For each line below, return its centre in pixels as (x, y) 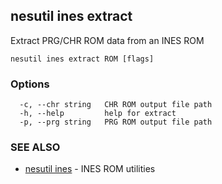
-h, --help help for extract (98, 114)
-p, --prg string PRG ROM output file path (116, 122)
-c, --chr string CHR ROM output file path (116, 105)
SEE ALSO (35, 147)
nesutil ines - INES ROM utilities (90, 169)
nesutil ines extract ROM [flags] (82, 59)
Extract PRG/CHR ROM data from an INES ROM (107, 40)
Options (30, 84)
